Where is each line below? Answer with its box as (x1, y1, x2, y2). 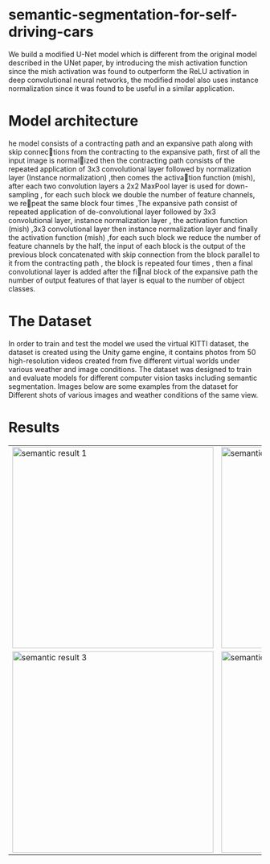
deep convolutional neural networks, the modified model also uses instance (8, 75, 259, 85)
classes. (8, 283, 36, 293)
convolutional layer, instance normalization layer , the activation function (8, 215, 247, 225)
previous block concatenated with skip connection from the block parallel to (8, 250, 260, 259)
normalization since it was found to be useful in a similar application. (8, 83, 235, 93)
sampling (8, 189, 39, 199)
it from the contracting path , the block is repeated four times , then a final (8, 258, 253, 267)
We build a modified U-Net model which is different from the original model (8, 49, 257, 59)
